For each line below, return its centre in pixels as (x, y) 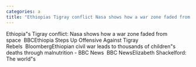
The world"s (21, 59)
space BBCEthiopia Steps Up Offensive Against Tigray (72, 40)
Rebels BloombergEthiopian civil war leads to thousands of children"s (91, 46)
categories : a (23, 11)
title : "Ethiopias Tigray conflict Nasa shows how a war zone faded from (98, 17)
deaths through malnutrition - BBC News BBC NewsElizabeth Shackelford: (96, 52)
